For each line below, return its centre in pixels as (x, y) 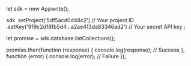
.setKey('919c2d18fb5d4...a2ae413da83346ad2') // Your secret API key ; (96, 27)
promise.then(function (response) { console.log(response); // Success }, (95, 50)
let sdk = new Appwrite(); (38, 9)
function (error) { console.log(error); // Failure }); (66, 56)
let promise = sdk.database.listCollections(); (61, 38)
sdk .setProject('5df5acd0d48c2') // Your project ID (70, 20)
